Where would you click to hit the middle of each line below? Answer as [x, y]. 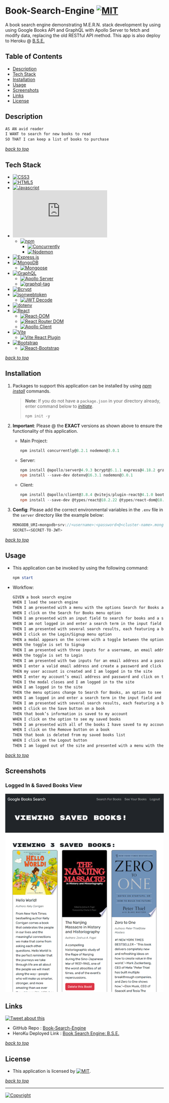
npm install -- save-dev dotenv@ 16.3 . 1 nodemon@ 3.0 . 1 [76, 476]
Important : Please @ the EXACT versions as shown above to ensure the [87, 426]
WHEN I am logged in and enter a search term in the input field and [87, 698]
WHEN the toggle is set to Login [48, 656]
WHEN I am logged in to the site [48, 687]
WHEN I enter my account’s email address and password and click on [86, 677]
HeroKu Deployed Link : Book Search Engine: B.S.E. [66, 1034]
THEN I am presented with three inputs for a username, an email [82, 650]
